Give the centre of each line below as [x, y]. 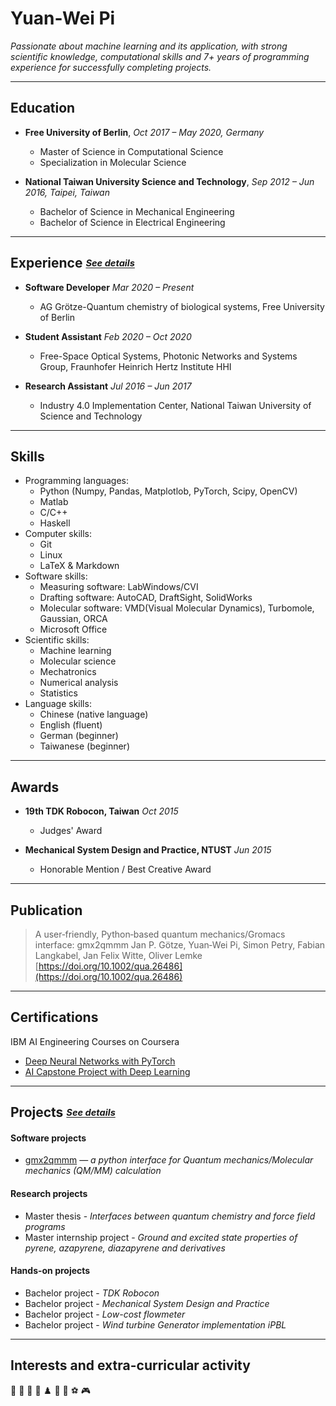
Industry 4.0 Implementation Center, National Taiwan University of [175, 405]
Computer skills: [58, 534]
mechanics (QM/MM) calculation [93, 1171]
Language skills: [58, 704]
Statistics [58, 693]
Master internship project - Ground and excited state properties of [161, 1237]
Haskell [55, 523]
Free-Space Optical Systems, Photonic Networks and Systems [168, 356]
